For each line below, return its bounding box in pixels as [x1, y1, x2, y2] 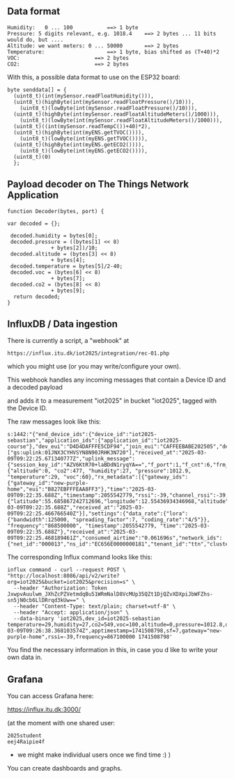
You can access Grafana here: [7, 692, 94, 700]
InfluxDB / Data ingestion [7, 318, 118, 330]
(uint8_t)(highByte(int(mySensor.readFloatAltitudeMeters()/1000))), [13, 111, 219, 118]
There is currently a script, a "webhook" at [7, 337, 130, 345]
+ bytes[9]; [51, 287, 86, 294]
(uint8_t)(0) [13, 153, 52, 160]
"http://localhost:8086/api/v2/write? [7, 573, 120, 580]
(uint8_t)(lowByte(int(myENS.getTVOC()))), [19, 135, 148, 142]
